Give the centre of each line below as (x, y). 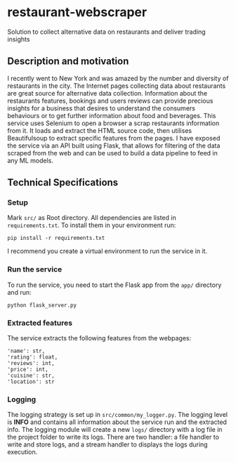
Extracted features (40, 323)
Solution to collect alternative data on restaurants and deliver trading (106, 32)
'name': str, (26, 351)
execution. (22, 452)
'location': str (31, 382)
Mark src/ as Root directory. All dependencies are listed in (92, 218)
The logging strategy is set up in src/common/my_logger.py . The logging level (118, 415)
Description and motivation (68, 62)
